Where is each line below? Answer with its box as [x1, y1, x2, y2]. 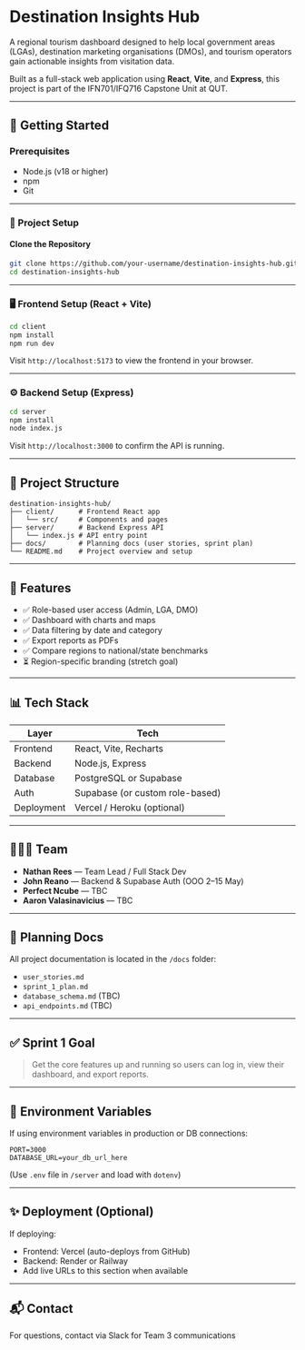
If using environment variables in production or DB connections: [9, 1128, 248, 1139]
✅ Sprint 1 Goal [9, 1035, 95, 1050]
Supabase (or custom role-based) [74, 786, 221, 799]
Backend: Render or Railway [22, 1256, 129, 1266]
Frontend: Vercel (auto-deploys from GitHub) [22, 1246, 191, 1256]
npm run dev [9, 339, 54, 348]
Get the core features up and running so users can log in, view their [31, 1059, 284, 1070]
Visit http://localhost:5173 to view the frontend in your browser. [9, 355, 254, 366]
